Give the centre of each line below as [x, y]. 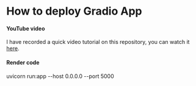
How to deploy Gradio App [74, 11]
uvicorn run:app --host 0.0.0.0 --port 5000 [60, 76]
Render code [23, 62]
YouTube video [26, 28]
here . [13, 48]
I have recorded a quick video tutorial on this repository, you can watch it [98, 42]
